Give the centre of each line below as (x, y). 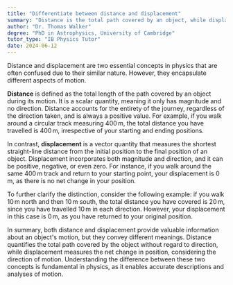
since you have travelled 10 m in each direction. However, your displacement (116, 209)
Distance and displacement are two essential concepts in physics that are (112, 66)
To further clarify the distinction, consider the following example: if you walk (116, 194)
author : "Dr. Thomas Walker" (49, 26)
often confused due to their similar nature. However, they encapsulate (107, 73)
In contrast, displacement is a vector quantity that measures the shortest (112, 144)
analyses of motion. (35, 274)
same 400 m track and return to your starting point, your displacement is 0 (113, 173)
